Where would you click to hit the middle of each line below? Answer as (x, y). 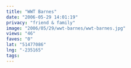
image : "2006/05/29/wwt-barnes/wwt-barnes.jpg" (66, 28)
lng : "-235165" (25, 50)
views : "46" (21, 34)
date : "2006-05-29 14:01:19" (42, 17)
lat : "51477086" (26, 45)
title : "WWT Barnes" (32, 12)
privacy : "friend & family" (41, 22)
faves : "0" (20, 39)
